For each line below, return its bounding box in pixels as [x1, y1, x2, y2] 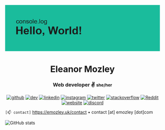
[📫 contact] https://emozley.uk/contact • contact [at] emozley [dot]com [5, 109, 153, 115]
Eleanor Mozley [50, 64, 115, 75]
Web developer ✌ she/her [53, 82, 112, 88]
